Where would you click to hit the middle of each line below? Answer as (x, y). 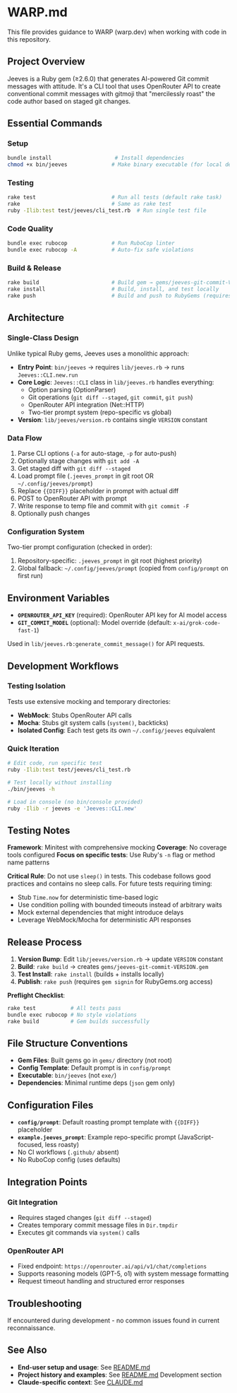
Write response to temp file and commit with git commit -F (103, 506)
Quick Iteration (34, 748)
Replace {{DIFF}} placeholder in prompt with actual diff (98, 491)
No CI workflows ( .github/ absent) (68, 1152)
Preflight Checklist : (36, 995)
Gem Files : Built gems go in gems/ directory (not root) (95, 1060)
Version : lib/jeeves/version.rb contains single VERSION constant (113, 419)
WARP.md (38, 12)
